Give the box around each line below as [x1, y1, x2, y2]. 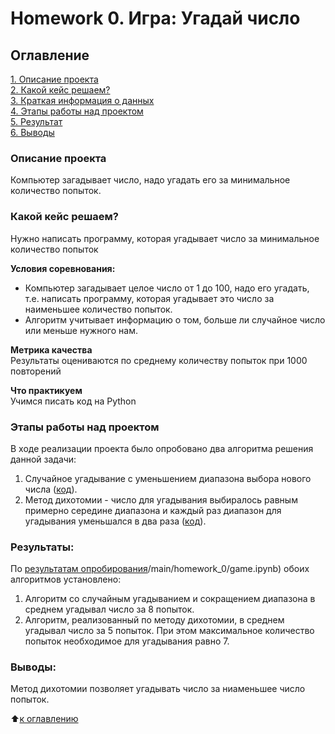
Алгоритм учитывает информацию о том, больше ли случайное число [24, 313, 326, 326]
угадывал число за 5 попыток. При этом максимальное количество [24, 625, 315, 637]
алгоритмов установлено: [10, 573, 122, 586]
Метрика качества [10, 343, 93, 356]
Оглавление [10, 47, 90, 64]
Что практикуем [10, 384, 83, 396]
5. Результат [10, 116, 63, 127]
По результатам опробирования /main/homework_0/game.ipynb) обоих [10, 563, 310, 575]
